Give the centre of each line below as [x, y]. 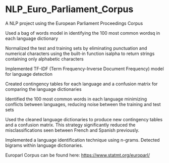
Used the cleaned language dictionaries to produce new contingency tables [84, 119]
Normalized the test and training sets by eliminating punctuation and [76, 48]
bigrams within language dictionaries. [44, 145]
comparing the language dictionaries [43, 89]
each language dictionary [32, 38]
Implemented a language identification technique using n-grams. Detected [82, 140]
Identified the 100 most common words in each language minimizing [76, 99]
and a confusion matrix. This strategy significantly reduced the [70, 125]
